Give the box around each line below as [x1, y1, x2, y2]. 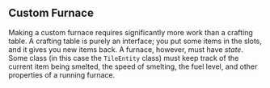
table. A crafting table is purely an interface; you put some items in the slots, [8, 36, 263, 46]
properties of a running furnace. [8, 70, 116, 79]
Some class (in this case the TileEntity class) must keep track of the [8, 53, 239, 62]
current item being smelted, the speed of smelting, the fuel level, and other [8, 62, 258, 71]
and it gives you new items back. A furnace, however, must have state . [8, 44, 244, 54]
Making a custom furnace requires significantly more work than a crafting [8, 27, 253, 37]
